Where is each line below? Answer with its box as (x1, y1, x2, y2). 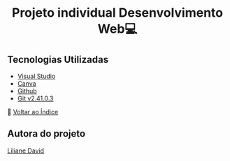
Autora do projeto (7, 128, 86, 140)
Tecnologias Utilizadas (7, 54, 109, 66)
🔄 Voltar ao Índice (7, 108, 59, 116)
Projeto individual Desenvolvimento (11, 5, 224, 21)
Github (17, 87, 37, 95)
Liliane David (7, 146, 44, 155)
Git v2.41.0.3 (17, 94, 54, 102)
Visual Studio (17, 72, 56, 80)
